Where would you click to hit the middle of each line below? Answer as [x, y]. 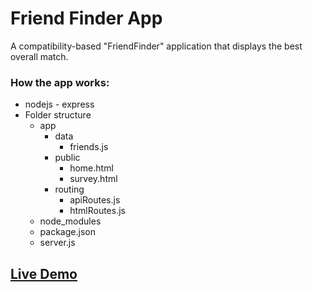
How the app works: [60, 82]
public [67, 158]
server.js [57, 243]
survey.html [93, 179]
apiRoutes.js [95, 200]
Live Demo [44, 273]
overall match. [39, 56]
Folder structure [58, 115]
